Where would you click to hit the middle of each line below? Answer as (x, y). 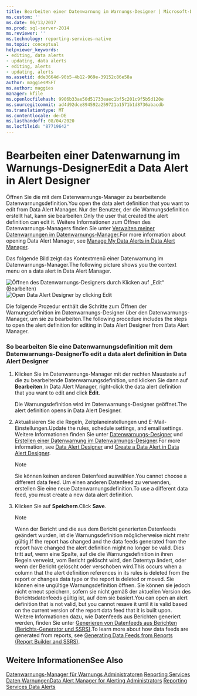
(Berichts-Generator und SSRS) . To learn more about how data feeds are (101, 629)
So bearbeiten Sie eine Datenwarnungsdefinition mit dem (89, 346)
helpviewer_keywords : (33, 50)
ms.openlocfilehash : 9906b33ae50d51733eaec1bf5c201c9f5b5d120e (85, 99)
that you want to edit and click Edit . (57, 393)
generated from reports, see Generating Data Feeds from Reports (94, 635)
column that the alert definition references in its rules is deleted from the (102, 573)
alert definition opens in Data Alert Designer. (68, 410)
